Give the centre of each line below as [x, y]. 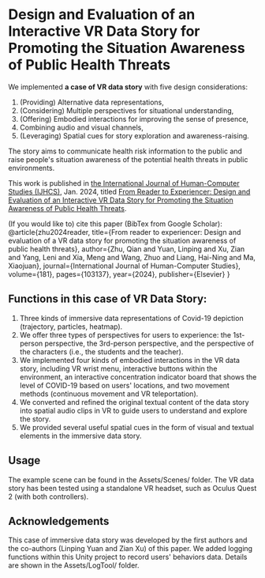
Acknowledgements [59, 521]
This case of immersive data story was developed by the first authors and [128, 540]
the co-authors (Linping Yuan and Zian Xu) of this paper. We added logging [131, 549]
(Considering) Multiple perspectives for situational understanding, [127, 110]
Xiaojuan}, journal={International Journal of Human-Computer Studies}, [124, 266]
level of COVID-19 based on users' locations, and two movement [125, 385]
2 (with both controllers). [49, 497]
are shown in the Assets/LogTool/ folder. [74, 565]
